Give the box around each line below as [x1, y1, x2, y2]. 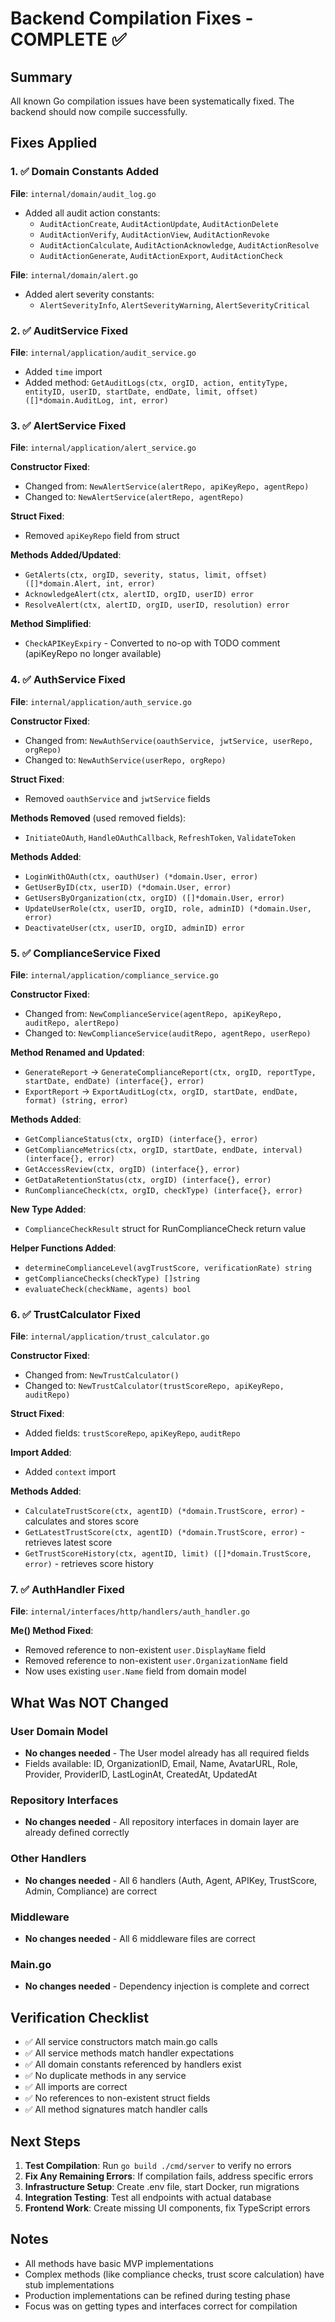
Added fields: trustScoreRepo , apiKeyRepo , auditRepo [24, 1427, 241, 1439]
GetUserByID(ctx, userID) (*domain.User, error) [24, 882, 232, 892]
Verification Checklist [10, 2009, 150, 2026]
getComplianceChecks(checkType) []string [24, 1273, 200, 1284]
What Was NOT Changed [10, 1694, 169, 1711]
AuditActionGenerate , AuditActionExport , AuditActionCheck [39, 249, 283, 261]
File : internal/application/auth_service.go [10, 695, 192, 707]
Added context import [24, 1466, 117, 1478]
